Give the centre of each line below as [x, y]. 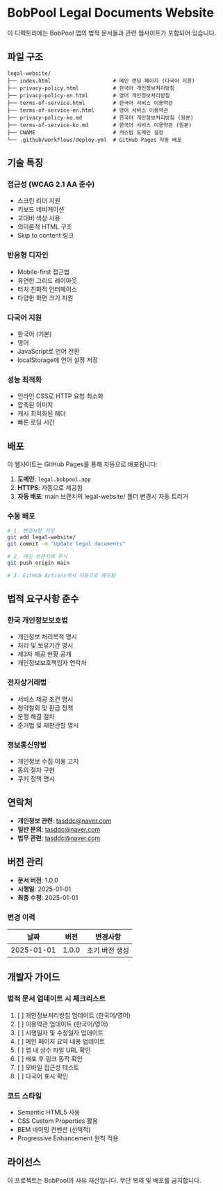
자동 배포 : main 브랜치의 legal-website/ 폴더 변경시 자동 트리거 [103, 496]
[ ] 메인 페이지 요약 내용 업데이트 [61, 1041]
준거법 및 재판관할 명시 [48, 725]
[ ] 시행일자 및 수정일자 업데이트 [60, 1033]
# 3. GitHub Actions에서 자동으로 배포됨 [61, 575]
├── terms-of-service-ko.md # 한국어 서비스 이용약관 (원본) [100, 125]
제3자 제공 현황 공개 [44, 654]
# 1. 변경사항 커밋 [31, 531]
